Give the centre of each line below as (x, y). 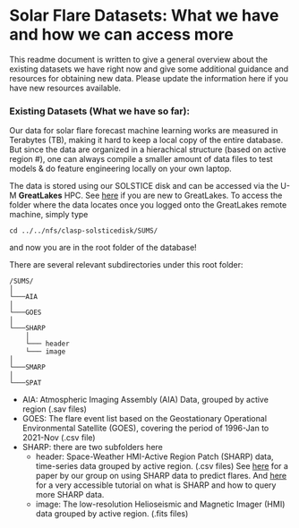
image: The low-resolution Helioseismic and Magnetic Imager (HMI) (160, 504)
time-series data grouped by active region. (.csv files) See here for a (162, 466)
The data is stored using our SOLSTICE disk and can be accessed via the (144, 186)
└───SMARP (28, 368)
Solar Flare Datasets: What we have (144, 16)
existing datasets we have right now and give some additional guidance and (149, 69)
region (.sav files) (55, 409)
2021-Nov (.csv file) (59, 438)
